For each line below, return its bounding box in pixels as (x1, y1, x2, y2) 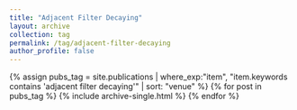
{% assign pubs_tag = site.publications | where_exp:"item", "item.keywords (9, 71, 288, 82)
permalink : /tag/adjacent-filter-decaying (9, 38, 171, 48)
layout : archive (9, 22, 70, 31)
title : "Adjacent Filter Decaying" (9, 13, 143, 23)
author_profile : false (9, 47, 94, 56)
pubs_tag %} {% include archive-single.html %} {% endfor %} (9, 91, 240, 102)
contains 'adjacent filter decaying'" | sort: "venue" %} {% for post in (9, 81, 263, 92)
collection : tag (9, 30, 70, 39)
